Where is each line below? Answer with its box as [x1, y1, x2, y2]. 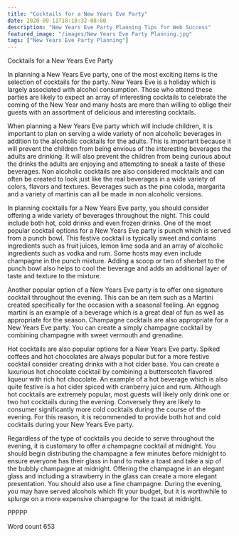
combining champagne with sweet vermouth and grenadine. [7, 331, 184, 340]
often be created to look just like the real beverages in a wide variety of [7, 175, 216, 184]
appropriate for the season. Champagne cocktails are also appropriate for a [7, 316, 229, 325]
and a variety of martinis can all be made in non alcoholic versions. [7, 190, 203, 199]
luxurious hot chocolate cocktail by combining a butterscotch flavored [7, 367, 213, 376]
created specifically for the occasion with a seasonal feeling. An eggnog [7, 300, 219, 310]
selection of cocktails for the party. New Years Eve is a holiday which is [7, 78, 216, 86]
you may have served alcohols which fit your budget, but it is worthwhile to [7, 487, 228, 495]
